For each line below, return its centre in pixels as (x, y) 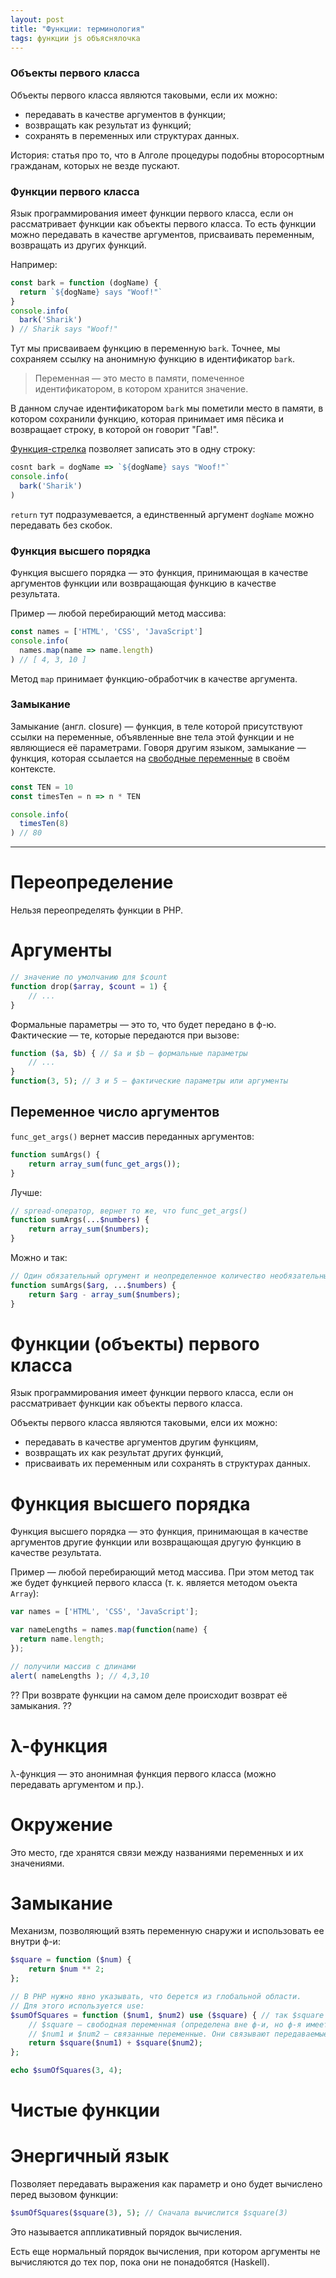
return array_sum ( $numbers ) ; (89, 1229)
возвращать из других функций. (78, 245)
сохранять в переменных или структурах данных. (132, 135)
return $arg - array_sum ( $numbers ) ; (105, 1294)
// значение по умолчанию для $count (89, 977)
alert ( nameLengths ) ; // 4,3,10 (80, 1676)
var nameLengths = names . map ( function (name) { (109, 1630)
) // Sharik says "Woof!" (64, 329)
